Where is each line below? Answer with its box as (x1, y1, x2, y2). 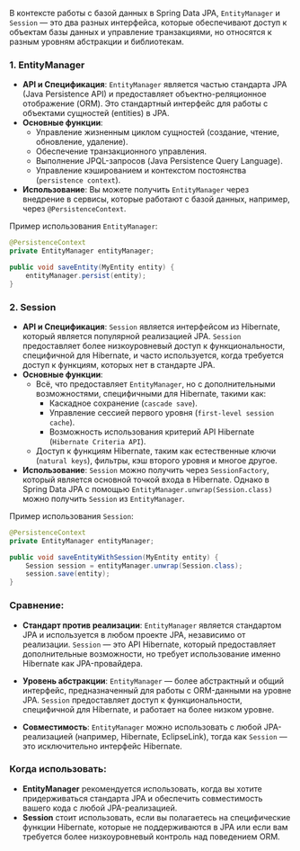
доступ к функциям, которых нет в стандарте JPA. (22, 359, 216, 370)
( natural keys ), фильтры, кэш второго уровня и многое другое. (35, 454, 278, 466)
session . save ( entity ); (25, 569, 110, 578)
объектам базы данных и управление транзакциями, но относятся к (9, 27, 272, 37)
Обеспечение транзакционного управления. (35, 146, 207, 157)
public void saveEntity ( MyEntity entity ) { (9, 263, 175, 273)
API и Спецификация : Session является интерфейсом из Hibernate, (22, 321, 280, 332)
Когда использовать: (9, 763, 107, 775)
